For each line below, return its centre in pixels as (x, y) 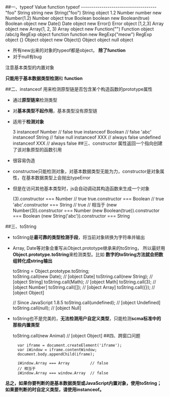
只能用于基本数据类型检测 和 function (44, 78)
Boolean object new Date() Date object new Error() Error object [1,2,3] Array (84, 23)
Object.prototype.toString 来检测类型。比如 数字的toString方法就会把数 (88, 254)
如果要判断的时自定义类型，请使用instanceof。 (55, 389)
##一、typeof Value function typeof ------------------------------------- (81, 7)
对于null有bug (27, 57)
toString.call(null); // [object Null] (47, 308)
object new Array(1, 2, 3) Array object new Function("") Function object (80, 29)
